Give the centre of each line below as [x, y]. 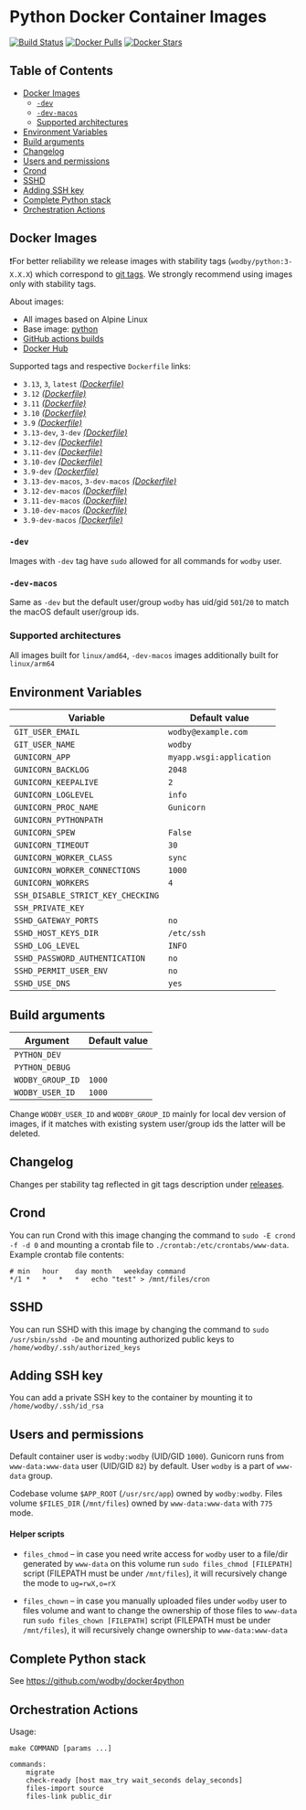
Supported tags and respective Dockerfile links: [100, 366]
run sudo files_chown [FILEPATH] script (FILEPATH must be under [147, 1621]
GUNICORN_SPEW [45, 833]
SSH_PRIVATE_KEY [49, 908]
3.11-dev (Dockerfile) [63, 452]
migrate [40, 1772]
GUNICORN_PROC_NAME [56, 808]
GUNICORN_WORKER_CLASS [63, 858]
